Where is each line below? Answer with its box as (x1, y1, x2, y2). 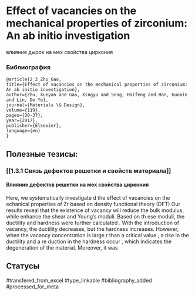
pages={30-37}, (6, 113, 43, 119)
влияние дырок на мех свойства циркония (6, 48, 113, 55)
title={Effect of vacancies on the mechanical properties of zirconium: (6, 82, 188, 88)
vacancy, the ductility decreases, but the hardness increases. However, (6, 225, 179, 233)
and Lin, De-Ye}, (6, 97, 49, 103)
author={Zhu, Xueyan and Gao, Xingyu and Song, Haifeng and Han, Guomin (6, 92, 188, 98)
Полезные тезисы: (6, 149, 78, 159)
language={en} (6, 128, 41, 134)
